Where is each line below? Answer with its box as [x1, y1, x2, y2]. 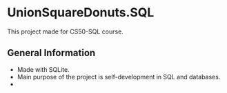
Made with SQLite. [17, 65, 70, 73]
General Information [7, 47, 96, 59]
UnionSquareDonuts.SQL [7, 5, 155, 21]
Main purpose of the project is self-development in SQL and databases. [17, 72, 221, 81]
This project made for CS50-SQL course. [7, 27, 124, 36]
